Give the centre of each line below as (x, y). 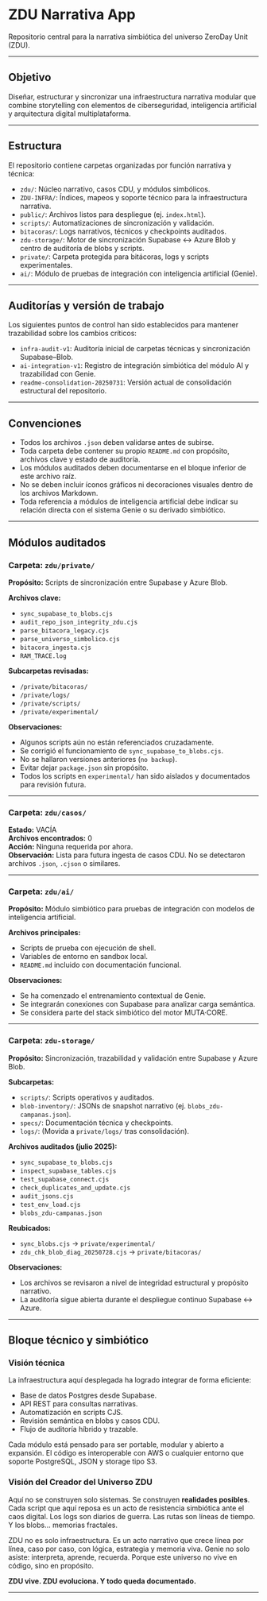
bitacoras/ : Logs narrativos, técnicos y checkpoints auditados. (123, 231)
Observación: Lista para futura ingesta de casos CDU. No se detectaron (127, 855)
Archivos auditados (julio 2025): (63, 1147)
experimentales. (46, 265)
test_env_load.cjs (50, 1205)
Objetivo (30, 77)
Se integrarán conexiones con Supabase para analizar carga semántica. (137, 1004)
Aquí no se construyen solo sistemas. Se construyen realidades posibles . (129, 1499)
